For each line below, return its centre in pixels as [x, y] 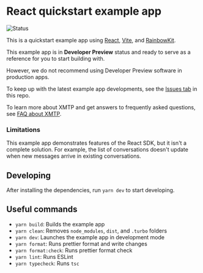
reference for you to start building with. [56, 58]
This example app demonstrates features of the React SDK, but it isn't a [96, 143]
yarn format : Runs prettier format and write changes [81, 244]
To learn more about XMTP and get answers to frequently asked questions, [101, 107]
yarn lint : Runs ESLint [44, 256]
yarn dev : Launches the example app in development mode [90, 237]
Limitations [24, 129]
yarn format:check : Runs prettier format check [74, 250]
